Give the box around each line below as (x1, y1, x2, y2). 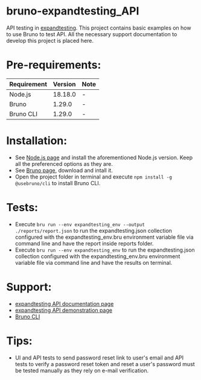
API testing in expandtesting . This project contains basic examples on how (6, 24, 191, 31)
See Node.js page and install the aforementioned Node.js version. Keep (14, 154, 193, 161)
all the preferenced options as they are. (14, 160, 113, 167)
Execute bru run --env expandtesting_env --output (14, 220, 145, 227)
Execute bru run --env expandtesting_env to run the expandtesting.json (14, 246, 195, 253)
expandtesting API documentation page (14, 300, 114, 307)
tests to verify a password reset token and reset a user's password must (14, 360, 195, 367)
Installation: (6, 134, 68, 148)
